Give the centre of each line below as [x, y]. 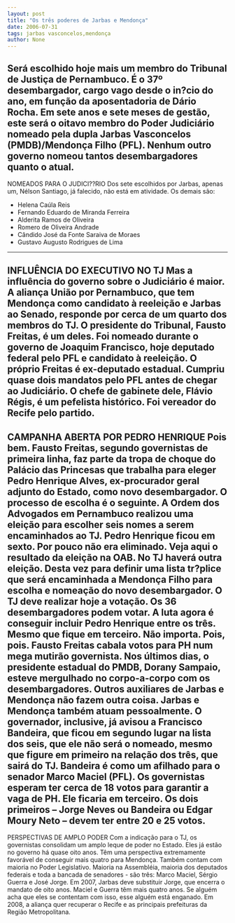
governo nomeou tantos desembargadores [102, 156]
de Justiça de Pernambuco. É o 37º [85, 79]
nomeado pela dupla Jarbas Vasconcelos [99, 134]
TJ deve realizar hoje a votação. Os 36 [92, 601]
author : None [26, 40]
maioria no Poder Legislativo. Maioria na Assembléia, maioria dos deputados [117, 868]
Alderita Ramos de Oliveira [56, 220]
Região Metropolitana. [39, 912]
